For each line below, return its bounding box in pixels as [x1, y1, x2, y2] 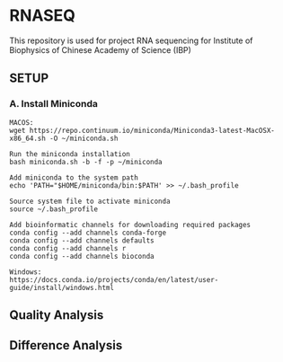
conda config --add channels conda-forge [9, 228, 167, 237]
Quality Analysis [9, 307, 104, 323]
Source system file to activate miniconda [9, 197, 171, 206]
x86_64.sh [9, 134, 47, 143]
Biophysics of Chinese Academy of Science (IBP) [9, 44, 191, 55]
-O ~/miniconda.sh [49, 134, 119, 143]
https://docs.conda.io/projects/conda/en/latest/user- [9, 275, 219, 284]
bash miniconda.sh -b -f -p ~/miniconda [9, 157, 164, 166]
